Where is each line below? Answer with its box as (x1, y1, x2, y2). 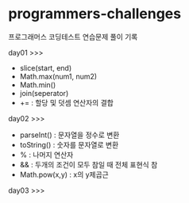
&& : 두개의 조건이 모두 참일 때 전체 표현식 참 (19, 159, 158, 169)
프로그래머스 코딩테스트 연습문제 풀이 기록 (8, 32, 138, 41)
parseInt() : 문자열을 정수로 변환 (19, 130, 120, 140)
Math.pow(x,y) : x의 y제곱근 (19, 170, 110, 179)
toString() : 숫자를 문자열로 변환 (19, 140, 119, 149)
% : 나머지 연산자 (19, 150, 74, 159)
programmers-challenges (8, 5, 181, 23)
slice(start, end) (19, 63, 72, 72)
